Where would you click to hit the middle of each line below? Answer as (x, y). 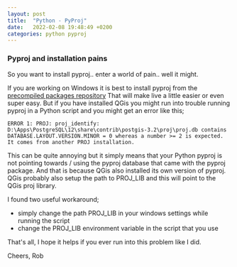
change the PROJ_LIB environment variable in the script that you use (118, 228)
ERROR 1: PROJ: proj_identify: (54, 124)
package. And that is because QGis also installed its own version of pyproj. (117, 170)
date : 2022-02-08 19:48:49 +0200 (60, 27)
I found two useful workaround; (53, 199)
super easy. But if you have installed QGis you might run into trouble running (119, 103)
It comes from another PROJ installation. (71, 142)
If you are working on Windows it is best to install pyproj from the (103, 88)
